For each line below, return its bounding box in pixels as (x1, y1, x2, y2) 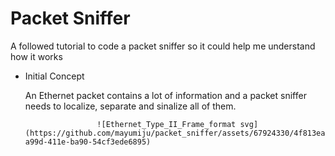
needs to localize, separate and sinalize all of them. (24, 100, 237, 112)
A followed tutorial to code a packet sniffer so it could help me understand (10, 40, 316, 52)
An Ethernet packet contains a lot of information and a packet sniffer (24, 89, 307, 101)
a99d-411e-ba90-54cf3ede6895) (24, 137, 152, 147)
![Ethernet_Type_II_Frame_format (96, 119, 237, 129)
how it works (10, 50, 63, 62)
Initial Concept (24, 70, 85, 82)
